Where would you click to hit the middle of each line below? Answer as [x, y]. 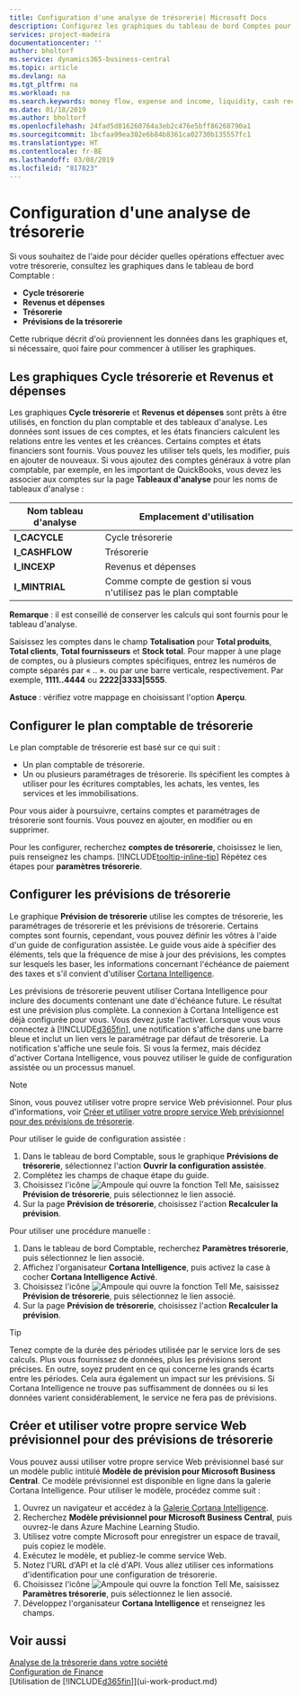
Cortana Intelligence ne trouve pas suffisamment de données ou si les [139, 1388]
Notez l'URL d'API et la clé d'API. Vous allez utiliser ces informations [148, 1565]
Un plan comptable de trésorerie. [84, 764]
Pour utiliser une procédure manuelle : [80, 1230]
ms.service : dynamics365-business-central [90, 59]
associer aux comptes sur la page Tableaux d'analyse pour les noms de [144, 479]
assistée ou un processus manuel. [73, 1067]
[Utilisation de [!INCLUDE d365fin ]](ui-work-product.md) [113, 1682]
